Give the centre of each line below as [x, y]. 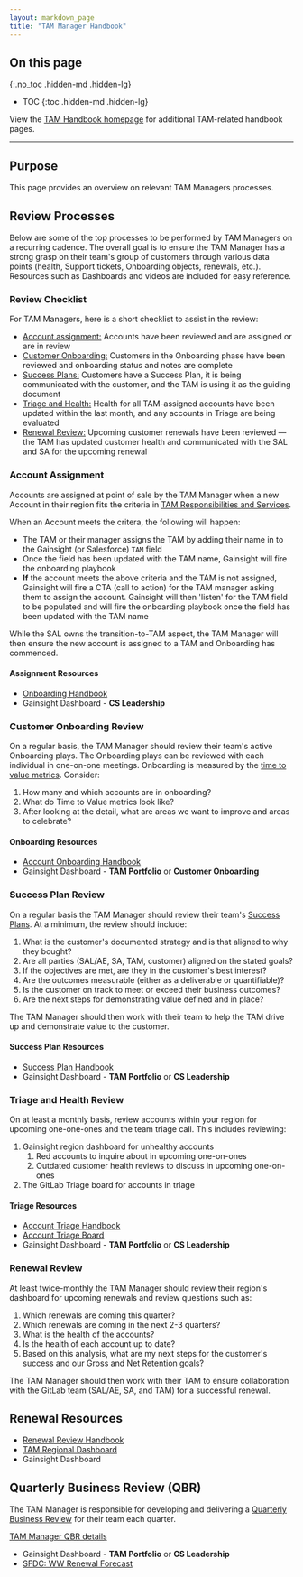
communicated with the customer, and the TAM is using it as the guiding [156, 385]
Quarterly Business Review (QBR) [106, 1487]
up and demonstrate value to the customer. [89, 1026]
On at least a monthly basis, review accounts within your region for [133, 1119]
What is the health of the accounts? [88, 1334]
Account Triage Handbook [71, 1226]
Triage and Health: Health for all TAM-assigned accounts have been [148, 404]
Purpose [34, 166]
